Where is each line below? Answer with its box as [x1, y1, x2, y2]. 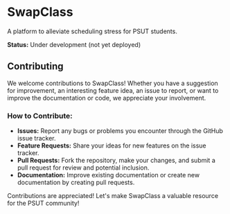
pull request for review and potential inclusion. [17, 163, 150, 172]
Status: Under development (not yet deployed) [7, 40, 141, 48]
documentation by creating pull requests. [17, 178, 135, 187]
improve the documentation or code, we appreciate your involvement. [7, 93, 206, 102]
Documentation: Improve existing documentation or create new [17, 171, 200, 179]
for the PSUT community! [7, 199, 80, 208]
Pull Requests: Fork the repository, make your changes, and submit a [17, 157, 216, 165]
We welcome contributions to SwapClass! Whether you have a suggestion [7, 79, 218, 87]
